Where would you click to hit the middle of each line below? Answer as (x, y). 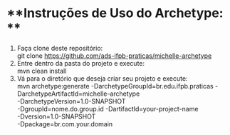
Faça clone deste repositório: (60, 48)
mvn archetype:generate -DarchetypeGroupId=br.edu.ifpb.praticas (115, 86)
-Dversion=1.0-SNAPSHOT (56, 116)
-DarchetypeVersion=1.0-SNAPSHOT (71, 101)
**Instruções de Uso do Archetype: (115, 13)
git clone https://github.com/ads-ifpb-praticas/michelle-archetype (114, 56)
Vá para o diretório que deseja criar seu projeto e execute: (102, 78)
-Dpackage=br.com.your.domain (65, 124)
